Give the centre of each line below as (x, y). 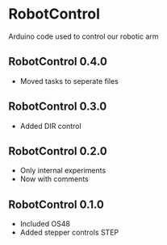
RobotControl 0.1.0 (56, 204)
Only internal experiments (63, 171)
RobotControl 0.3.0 (58, 107)
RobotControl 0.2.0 (58, 151)
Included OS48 (45, 224)
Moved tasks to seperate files (69, 81)
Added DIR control (51, 126)
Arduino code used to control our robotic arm (83, 36)
